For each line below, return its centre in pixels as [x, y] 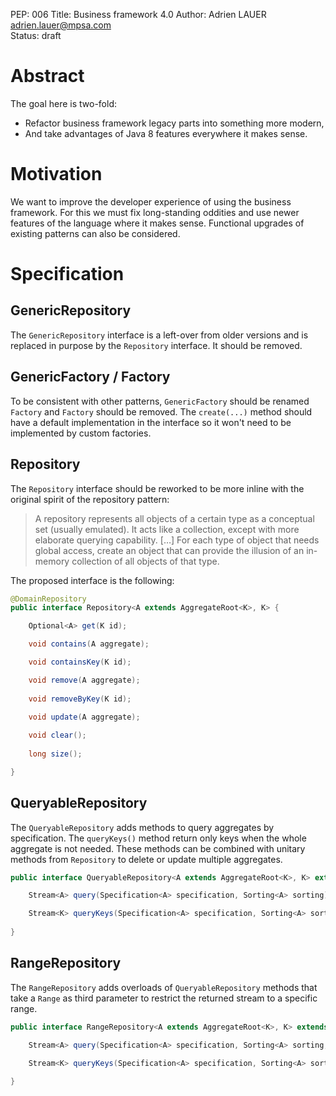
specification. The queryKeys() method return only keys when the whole [158, 838]
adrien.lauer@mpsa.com [61, 25]
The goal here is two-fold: [64, 103]
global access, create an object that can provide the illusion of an [169, 550]
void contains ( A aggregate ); [89, 644]
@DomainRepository [48, 599]
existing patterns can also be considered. [95, 233]
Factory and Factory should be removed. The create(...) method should [161, 411]
